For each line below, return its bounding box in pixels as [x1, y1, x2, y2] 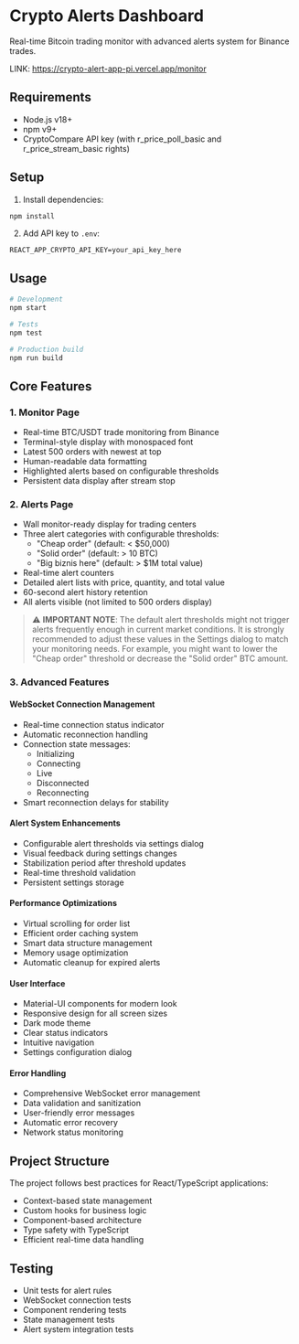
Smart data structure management [22, 938, 153, 949]
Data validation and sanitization [22, 1098, 142, 1109]
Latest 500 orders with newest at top [22, 446, 162, 457]
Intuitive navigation [22, 1037, 95, 1048]
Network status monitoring [22, 1126, 123, 1138]
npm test [9, 328, 43, 337]
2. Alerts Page [9, 498, 74, 511]
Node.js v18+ [22, 113, 73, 124]
